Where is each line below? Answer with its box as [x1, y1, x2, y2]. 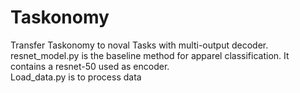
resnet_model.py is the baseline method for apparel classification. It [10, 49, 290, 61]
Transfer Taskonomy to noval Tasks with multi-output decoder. [10, 39, 269, 51]
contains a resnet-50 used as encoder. [10, 60, 170, 72]
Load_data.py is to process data [10, 71, 142, 83]
